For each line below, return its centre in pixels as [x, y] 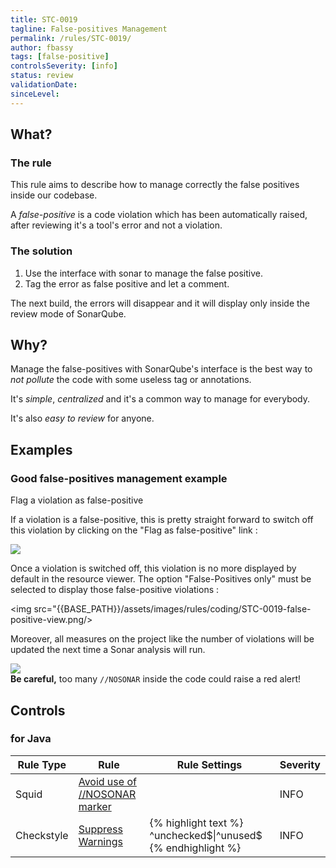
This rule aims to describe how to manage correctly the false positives [155, 185]
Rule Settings [209, 764]
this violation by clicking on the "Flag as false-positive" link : [134, 530]
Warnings [100, 841]
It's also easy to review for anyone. [82, 418]
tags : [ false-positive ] [60, 57]
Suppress [100, 829]
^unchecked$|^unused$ [206, 835]
